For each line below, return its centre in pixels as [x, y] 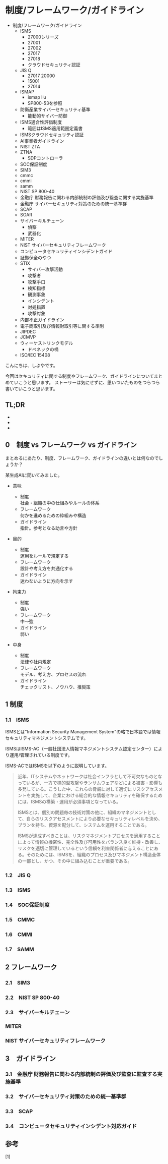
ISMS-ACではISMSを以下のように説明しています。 [57, 766]
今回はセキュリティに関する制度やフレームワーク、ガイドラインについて [80, 376]
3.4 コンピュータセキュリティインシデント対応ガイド [71, 1126]
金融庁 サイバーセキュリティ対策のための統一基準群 [73, 203]
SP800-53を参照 [45, 103]
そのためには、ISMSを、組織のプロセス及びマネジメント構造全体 [94, 855]
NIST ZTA [30, 146]
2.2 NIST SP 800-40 [32, 998]
